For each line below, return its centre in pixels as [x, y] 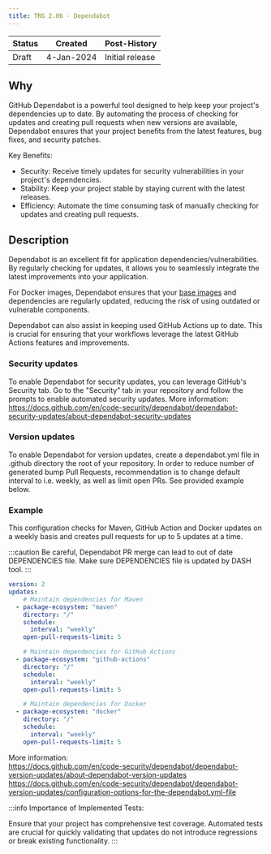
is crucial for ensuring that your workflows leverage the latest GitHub [124, 334]
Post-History [131, 43]
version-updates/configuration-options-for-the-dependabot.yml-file [123, 791]
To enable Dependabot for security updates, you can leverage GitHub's [128, 382]
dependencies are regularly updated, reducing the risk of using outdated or [134, 301]
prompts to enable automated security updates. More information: [118, 399]
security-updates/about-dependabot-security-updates [100, 416]
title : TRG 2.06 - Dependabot [60, 16]
